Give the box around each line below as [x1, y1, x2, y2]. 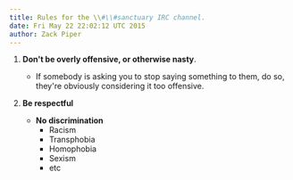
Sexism [48, 153, 76, 164]
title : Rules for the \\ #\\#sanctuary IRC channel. [9, 12, 205, 22]
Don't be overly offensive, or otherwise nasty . [21, 54, 197, 65]
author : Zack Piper [9, 29, 82, 38]
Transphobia [48, 135, 96, 145]
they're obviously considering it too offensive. [35, 81, 205, 92]
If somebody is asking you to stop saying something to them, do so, [35, 71, 285, 82]
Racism [48, 125, 77, 135]
